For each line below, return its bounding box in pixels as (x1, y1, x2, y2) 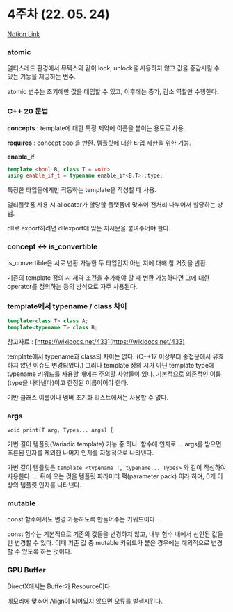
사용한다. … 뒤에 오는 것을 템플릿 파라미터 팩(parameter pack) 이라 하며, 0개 (7, 471, 216, 480)
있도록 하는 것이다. (22, 547, 72, 556)
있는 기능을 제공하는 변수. (7, 72, 77, 81)
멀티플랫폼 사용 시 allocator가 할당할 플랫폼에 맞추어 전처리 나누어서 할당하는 (7, 201, 216, 209)
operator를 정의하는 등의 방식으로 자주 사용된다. (7, 282, 138, 290)
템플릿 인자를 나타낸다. (19, 480, 82, 489)
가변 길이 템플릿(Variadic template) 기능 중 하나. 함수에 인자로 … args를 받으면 (7, 439, 222, 448)
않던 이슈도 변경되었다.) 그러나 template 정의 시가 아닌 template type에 (19, 361, 214, 369)
